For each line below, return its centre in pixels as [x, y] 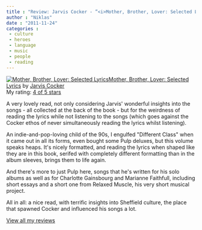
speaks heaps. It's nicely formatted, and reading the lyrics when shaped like [101, 147]
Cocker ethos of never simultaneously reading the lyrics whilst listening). [96, 123]
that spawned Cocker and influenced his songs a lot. [72, 208]
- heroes [20, 40]
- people [20, 56]
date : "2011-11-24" [32, 23]
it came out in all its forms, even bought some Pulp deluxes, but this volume [100, 141]
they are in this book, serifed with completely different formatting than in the [101, 153]
